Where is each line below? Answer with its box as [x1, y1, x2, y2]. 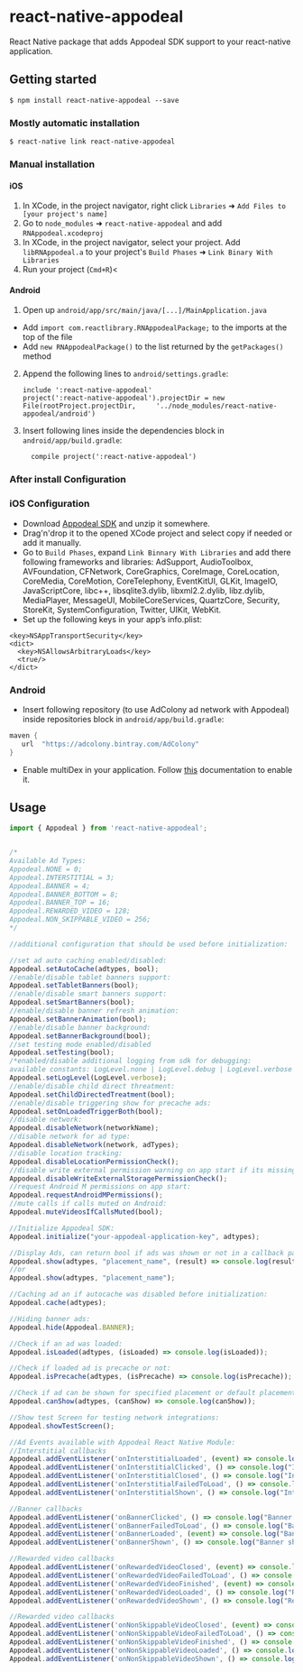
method [22, 351, 52, 362]
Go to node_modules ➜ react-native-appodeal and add [22, 218, 223, 229]
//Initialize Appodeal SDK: [9, 1224, 115, 1233]
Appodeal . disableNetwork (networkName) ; [9, 1124, 160, 1133]
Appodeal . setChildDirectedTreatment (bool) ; [9, 1089, 176, 1099]
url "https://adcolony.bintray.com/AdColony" [21, 740, 200, 749]
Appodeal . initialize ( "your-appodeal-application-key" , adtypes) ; [9, 1232, 260, 1241]
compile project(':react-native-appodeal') [31, 453, 197, 462]
